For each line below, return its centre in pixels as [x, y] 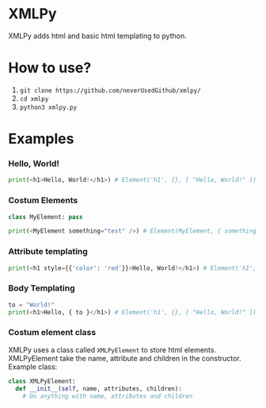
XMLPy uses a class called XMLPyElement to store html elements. [112, 349]
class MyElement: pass [46, 217]
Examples [41, 139]
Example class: [33, 367]
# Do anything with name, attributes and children [108, 396]
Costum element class [52, 333]
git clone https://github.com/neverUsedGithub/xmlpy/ [110, 90]
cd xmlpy [34, 99]
